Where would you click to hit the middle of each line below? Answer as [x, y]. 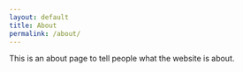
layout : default [39, 17]
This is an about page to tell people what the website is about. [122, 59]
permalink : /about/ [45, 33]
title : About [33, 25]
